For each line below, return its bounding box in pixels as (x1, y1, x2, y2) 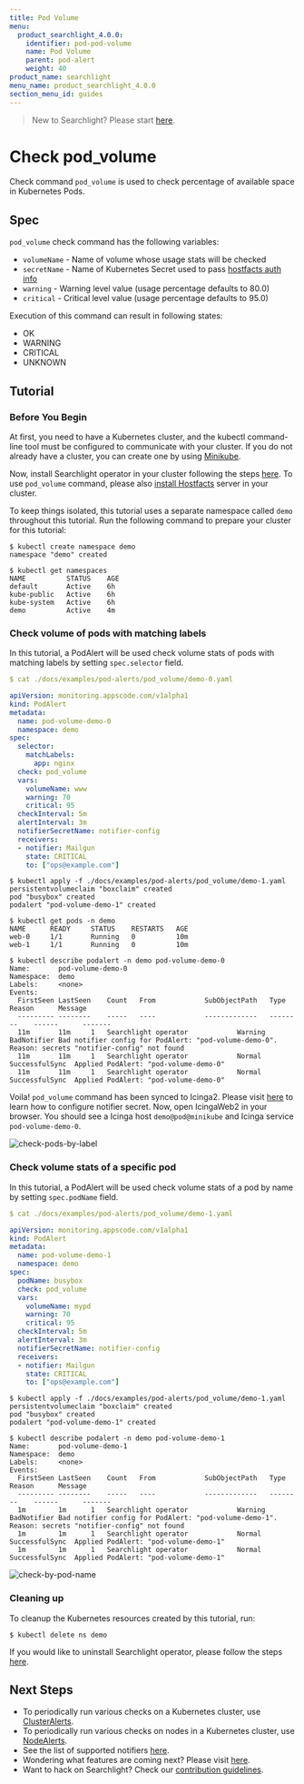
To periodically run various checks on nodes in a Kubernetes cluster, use (22, 1726, 295, 1737)
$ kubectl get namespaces (9, 566, 107, 575)
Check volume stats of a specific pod (9, 1161, 177, 1174)
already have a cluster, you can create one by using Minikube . (9, 450, 241, 461)
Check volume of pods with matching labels (9, 627, 207, 640)
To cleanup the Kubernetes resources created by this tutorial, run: (9, 1612, 256, 1624)
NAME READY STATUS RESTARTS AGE (9, 924, 189, 933)
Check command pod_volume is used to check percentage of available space (9, 176, 295, 187)
